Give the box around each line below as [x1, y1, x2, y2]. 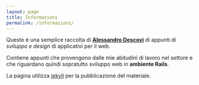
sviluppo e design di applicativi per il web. [6, 42, 110, 50]
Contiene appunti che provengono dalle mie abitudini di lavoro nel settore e [6, 54, 193, 62]
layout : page [6, 8, 39, 15]
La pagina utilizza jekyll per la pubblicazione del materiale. [6, 72, 151, 80]
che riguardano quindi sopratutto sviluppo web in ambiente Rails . [6, 60, 169, 68]
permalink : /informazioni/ [6, 20, 74, 26]
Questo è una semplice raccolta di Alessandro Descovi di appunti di [6, 37, 177, 44]
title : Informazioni [6, 14, 58, 20]
